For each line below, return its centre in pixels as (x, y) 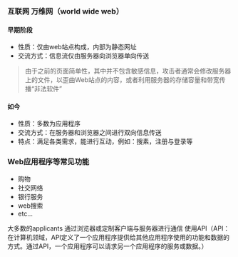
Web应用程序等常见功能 (48, 162)
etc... (25, 213)
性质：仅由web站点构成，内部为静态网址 (77, 47)
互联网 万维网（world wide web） (66, 11)
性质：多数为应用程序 (49, 124)
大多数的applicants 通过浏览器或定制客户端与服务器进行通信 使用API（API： (119, 228)
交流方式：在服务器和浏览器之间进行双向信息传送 (89, 133)
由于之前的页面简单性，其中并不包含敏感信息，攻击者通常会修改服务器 (128, 71)
